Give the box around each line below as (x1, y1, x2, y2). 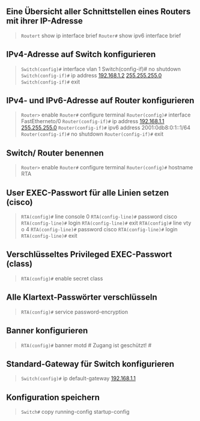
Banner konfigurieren (6, 326, 88, 336)
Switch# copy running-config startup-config (20, 408, 130, 416)
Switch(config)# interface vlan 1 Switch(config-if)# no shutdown (20, 65, 181, 73)
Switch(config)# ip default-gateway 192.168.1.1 (20, 375, 136, 382)
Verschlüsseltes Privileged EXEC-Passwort (6, 249, 172, 259)
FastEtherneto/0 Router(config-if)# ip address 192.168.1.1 (20, 118, 165, 125)
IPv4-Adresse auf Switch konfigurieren (6, 49, 156, 59)
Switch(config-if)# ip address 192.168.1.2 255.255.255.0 (20, 71, 162, 79)
